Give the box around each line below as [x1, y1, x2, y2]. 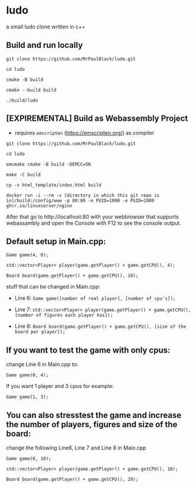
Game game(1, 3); [6, 394, 49, 400]
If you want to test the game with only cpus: [6, 345, 171, 355]
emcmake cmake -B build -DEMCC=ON [6, 161, 92, 167]
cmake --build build [6, 87, 57, 93]
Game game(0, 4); [6, 372, 49, 379]
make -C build [6, 172, 41, 177]
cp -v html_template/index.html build [6, 182, 102, 188]
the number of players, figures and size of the [6, 419, 178, 429]
